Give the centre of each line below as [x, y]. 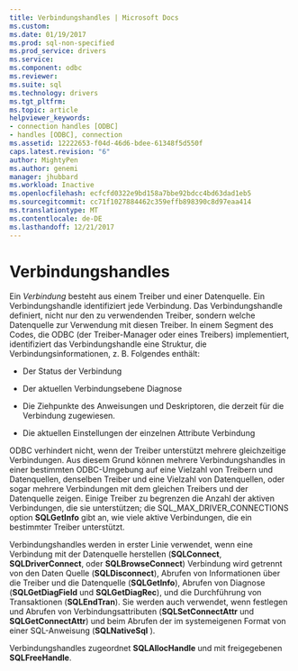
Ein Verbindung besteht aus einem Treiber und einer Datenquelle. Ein [137, 296]
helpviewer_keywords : [50, 118]
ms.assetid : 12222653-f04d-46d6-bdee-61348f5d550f [106, 143]
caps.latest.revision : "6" [60, 151]
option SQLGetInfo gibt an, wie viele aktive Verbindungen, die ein [131, 518]
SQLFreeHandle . [41, 657]
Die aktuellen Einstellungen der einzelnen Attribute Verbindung [139, 433]
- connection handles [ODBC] [64, 127]
